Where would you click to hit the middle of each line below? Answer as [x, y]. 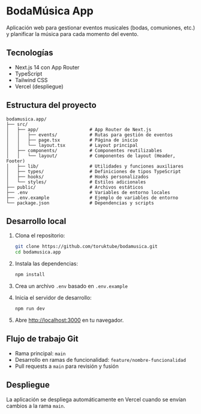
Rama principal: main [40, 353]
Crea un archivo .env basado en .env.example [71, 286]
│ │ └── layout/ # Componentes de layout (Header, [91, 156]
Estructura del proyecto [52, 105]
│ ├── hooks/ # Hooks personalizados [77, 177]
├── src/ [17, 124]
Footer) [16, 161]
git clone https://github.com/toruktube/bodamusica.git [86, 247]
